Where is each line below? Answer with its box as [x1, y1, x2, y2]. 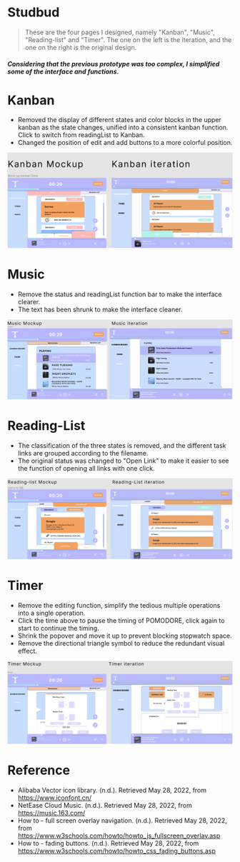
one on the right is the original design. [24, 43, 137, 51]
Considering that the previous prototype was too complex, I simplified [7, 59, 220, 68]
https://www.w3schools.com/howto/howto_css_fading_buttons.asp [17, 846, 216, 855]
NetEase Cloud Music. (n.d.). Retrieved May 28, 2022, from [17, 801, 193, 809]
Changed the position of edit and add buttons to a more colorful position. [17, 139, 233, 147]
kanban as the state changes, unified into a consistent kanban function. [17, 123, 229, 132]
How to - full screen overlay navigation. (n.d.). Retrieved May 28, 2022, [17, 816, 227, 825]
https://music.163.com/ [17, 808, 86, 817]
